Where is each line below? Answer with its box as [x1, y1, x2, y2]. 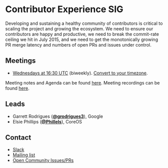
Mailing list [12, 152, 35, 158]
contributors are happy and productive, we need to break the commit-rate [5, 31, 159, 37]
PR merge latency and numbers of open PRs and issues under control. [5, 41, 152, 48]
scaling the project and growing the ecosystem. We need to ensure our [5, 25, 153, 31]
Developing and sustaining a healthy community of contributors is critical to [5, 20, 163, 26]
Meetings [5, 57, 36, 65]
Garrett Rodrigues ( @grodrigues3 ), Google [12, 113, 103, 119]
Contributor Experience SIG [5, 4, 123, 15]
